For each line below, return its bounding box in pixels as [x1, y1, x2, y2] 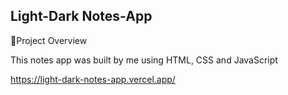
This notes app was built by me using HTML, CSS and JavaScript [10, 54, 278, 66]
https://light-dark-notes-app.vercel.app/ [10, 73, 176, 85]
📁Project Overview [10, 34, 88, 46]
